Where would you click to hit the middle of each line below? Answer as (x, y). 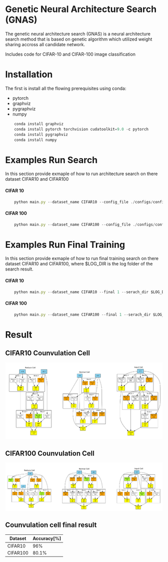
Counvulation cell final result (51, 525)
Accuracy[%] (47, 538)
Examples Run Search (51, 160)
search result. (19, 269)
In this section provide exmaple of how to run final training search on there (82, 258)
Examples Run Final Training (65, 245)
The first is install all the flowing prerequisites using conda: (66, 88)
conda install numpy (35, 140)
